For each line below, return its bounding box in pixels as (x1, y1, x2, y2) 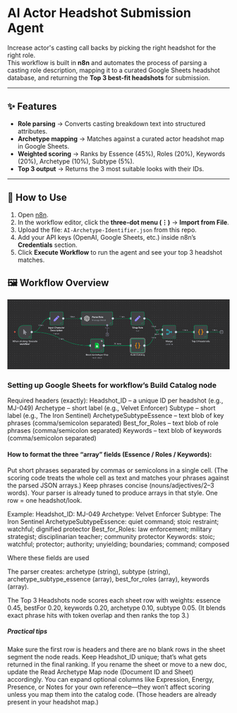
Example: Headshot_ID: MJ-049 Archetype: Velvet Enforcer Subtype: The (7, 509, 221, 518)
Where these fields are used (7, 553, 90, 562)
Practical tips (7, 627, 48, 636)
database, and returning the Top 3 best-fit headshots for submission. (7, 73, 210, 82)
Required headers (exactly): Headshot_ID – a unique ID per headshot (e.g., (7, 396, 224, 405)
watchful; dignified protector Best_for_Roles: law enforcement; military (7, 525, 212, 533)
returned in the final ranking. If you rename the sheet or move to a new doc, (7, 660, 227, 668)
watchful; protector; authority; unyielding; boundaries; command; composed (7, 540, 230, 548)
